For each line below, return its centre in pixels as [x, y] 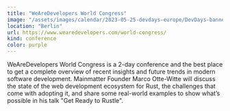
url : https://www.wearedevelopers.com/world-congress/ [87, 32]
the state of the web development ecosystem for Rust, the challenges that [111, 86]
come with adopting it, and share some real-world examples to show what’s [114, 93]
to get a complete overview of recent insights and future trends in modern [111, 72]
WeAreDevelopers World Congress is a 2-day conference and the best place [115, 64]
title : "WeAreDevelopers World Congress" [67, 13]
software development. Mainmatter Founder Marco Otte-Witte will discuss [111, 79]
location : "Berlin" [35, 26]
